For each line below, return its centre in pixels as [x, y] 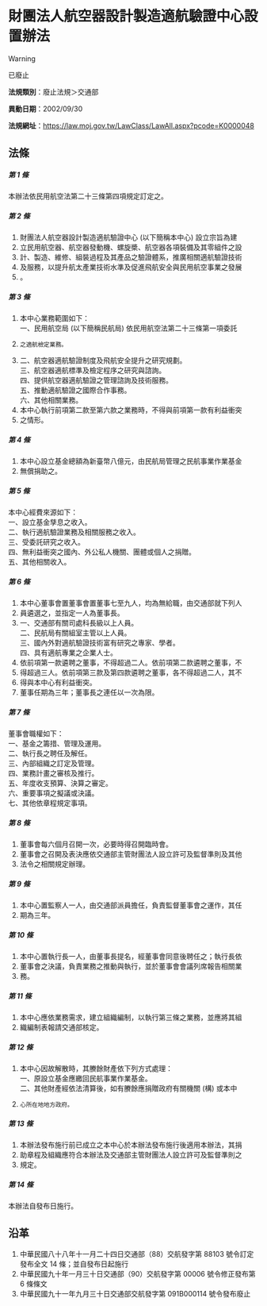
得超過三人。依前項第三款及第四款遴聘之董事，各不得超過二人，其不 [131, 672]
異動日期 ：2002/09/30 [46, 109]
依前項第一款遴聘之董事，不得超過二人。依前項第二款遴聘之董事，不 [131, 663]
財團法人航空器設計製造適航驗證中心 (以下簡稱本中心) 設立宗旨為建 [128, 237]
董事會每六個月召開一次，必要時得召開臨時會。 [96, 844]
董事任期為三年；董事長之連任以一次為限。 [89, 692]
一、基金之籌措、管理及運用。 [57, 744]
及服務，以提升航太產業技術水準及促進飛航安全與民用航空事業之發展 [131, 268]
